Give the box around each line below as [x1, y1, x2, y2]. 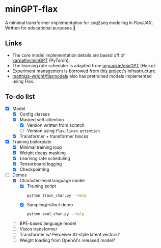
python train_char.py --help [27, 193, 87, 198]
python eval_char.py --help [27, 212, 84, 217]
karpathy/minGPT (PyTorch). [12, 57, 70, 63]
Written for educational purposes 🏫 [5, 25, 76, 30]
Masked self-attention [19, 116, 64, 122]
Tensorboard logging [19, 161, 62, 167]
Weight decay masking [19, 150, 66, 156]
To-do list [5, 92, 35, 101]
